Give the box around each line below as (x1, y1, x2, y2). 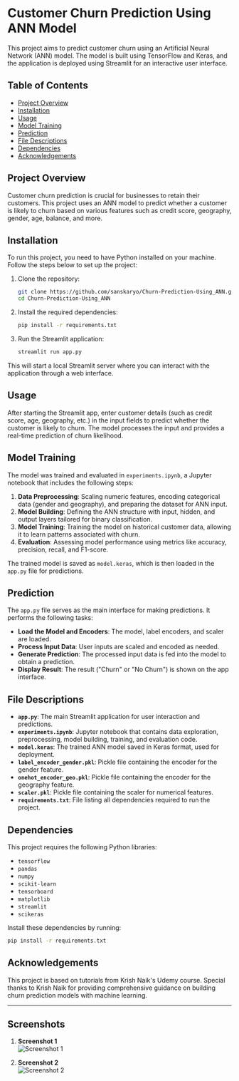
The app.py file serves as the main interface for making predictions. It (7, 606, 211, 614)
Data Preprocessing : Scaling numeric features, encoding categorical (17, 492, 221, 500)
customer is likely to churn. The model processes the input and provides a (7, 423, 225, 432)
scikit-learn (17, 880, 57, 888)
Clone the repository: (17, 274, 80, 283)
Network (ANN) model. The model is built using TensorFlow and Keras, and (7, 51, 228, 60)
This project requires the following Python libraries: (7, 842, 158, 851)
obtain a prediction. (17, 658, 75, 666)
